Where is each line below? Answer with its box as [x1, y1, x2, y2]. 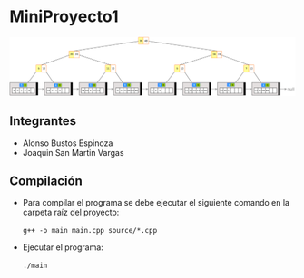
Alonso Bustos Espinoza [22, 138, 113, 149]
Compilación [9, 173, 83, 188]
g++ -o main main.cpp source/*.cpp [22, 226, 158, 235]
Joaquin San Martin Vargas [22, 147, 124, 158]
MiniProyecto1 [9, 6, 120, 27]
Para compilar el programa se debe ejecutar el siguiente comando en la [22, 197, 290, 208]
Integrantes [9, 113, 77, 129]
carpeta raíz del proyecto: [22, 206, 120, 218]
